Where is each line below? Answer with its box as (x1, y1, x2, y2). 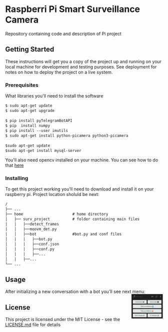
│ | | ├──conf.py (5, 246, 55, 252)
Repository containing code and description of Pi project (5, 30, 121, 36)
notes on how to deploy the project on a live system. (5, 69, 113, 75)
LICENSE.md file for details (5, 321, 61, 327)
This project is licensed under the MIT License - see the (5, 316, 120, 322)
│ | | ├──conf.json (5, 241, 59, 247)
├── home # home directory (5, 211, 108, 217)
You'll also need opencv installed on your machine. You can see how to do (5, 157, 158, 163)
